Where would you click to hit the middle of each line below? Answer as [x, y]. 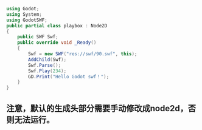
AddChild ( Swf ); [47, 60]
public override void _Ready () [57, 43]
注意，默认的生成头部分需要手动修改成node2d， [97, 108]
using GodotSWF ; [27, 20]
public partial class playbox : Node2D [57, 26]
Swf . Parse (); [45, 65]
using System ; [24, 14]
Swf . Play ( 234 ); [47, 71]
